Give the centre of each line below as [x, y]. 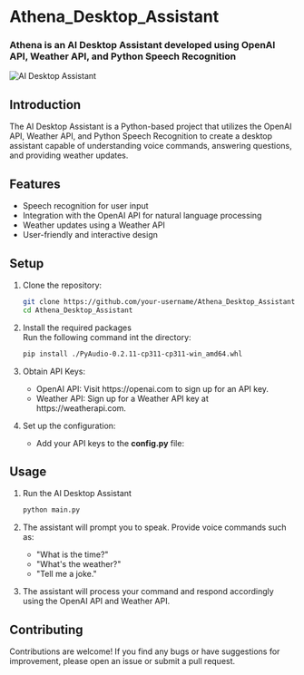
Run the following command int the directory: [107, 337]
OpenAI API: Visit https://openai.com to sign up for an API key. [152, 388]
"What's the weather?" [78, 564]
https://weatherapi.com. [81, 408]
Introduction [45, 105]
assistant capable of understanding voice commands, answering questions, [151, 146]
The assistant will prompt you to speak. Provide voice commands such [155, 527]
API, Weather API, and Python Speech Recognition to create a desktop [141, 136]
